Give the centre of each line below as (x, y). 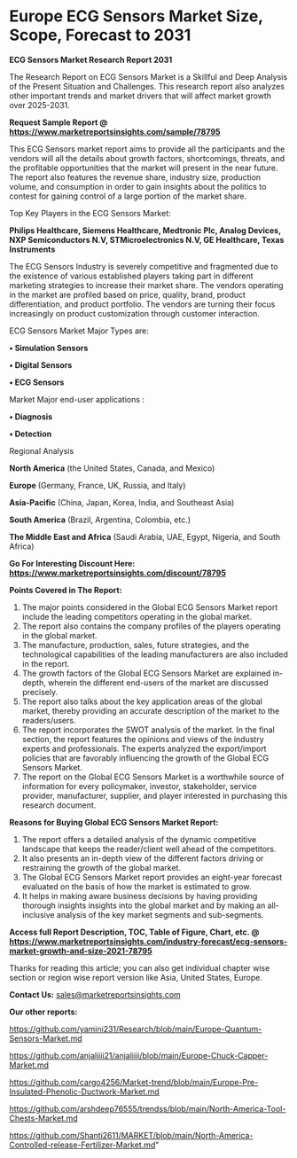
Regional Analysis (42, 450)
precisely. (40, 692)
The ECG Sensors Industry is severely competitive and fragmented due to (144, 266)
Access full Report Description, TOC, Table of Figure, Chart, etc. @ (134, 932)
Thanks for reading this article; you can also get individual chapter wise (140, 967)
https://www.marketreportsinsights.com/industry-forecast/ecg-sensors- (148, 941)
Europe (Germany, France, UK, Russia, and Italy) (98, 485)
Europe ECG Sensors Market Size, (136, 16)
